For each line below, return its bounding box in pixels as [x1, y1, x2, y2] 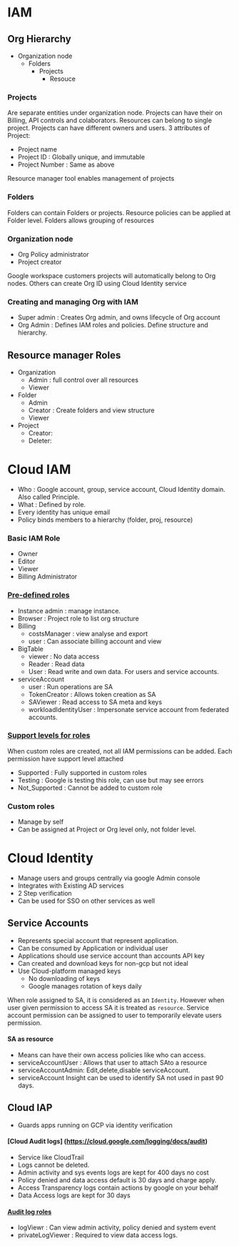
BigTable [17, 644, 44, 653]
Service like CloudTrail [17, 1153, 84, 1162]
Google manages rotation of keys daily [28, 982, 142, 990]
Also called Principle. [17, 493, 80, 501]
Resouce [49, 74, 76, 83]
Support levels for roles [7, 731, 91, 741]
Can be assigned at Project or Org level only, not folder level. [17, 825, 196, 834]
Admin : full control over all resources [28, 376, 139, 384]
